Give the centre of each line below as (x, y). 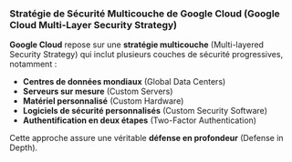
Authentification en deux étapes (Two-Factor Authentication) (140, 120)
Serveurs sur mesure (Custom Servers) (98, 91)
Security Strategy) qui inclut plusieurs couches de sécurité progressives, (146, 55)
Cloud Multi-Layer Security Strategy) (94, 25)
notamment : (33, 64)
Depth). (24, 147)
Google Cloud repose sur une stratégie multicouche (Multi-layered (137, 45)
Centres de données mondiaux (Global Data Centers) (124, 82)
